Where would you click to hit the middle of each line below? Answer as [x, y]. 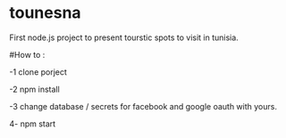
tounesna [46, 13]
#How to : [27, 54]
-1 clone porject [38, 72]
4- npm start [33, 124]
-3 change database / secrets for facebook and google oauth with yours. [143, 106]
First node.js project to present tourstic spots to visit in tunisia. [124, 37]
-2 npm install [34, 89]
